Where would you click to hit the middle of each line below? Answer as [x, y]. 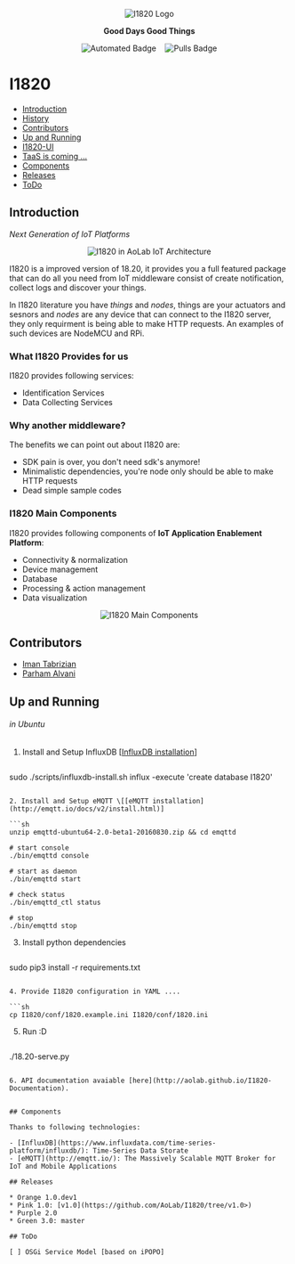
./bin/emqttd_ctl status [55, 903]
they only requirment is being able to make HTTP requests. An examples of [147, 323]
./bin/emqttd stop [43, 926]
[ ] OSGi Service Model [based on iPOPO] [87, 1252]
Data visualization [55, 598]
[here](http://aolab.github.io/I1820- [200, 1081]
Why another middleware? [68, 425]
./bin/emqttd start [45, 879]
